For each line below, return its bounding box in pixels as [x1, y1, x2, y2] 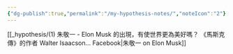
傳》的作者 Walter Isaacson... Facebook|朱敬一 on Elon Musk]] [7, 39, 187, 47]
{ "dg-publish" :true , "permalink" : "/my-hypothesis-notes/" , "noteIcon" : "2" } [7, 10, 227, 17]
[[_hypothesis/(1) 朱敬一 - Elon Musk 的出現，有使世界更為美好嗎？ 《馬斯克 [7, 30, 225, 38]
